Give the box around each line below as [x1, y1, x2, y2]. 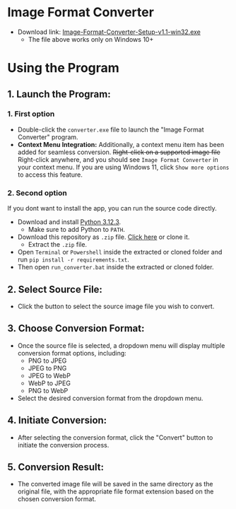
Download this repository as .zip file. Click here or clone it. [17, 233, 190, 241]
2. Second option [7, 188, 67, 198]
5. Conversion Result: [7, 461, 105, 473]
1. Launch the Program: [7, 88, 111, 100]
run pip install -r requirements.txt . [17, 255, 129, 264]
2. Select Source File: [7, 283, 102, 296]
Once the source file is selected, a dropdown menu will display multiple [17, 341, 225, 350]
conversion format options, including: [17, 349, 127, 357]
